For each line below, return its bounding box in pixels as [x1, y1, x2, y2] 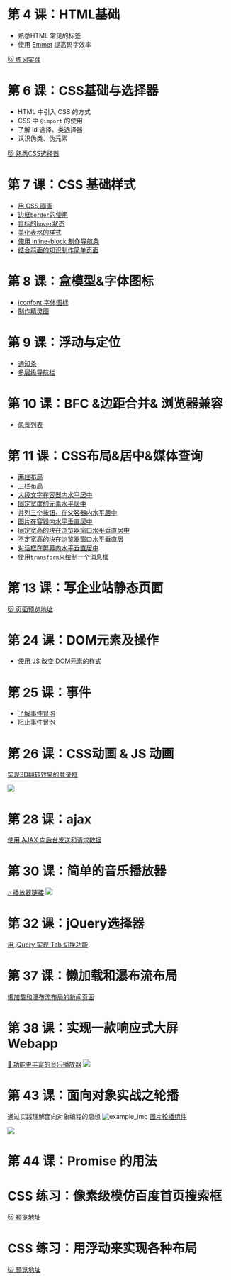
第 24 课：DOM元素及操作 [7, 632, 159, 648]
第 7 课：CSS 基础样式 [7, 177, 136, 193]
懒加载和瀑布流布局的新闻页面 [7, 993, 94, 1001]
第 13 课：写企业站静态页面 [7, 579, 164, 596]
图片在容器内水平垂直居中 [17, 517, 93, 525]
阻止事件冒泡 [17, 718, 55, 727]
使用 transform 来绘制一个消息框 [17, 552, 109, 561]
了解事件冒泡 [17, 709, 55, 718]
